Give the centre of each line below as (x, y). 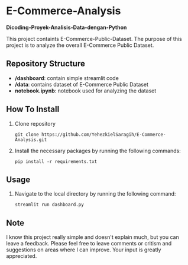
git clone (27, 135)
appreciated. (22, 256)
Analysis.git (31, 140)
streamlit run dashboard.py (49, 205)
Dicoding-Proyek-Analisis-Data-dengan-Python (67, 27)
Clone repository (35, 123)
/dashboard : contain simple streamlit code (67, 78)
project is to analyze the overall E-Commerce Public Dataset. (80, 45)
